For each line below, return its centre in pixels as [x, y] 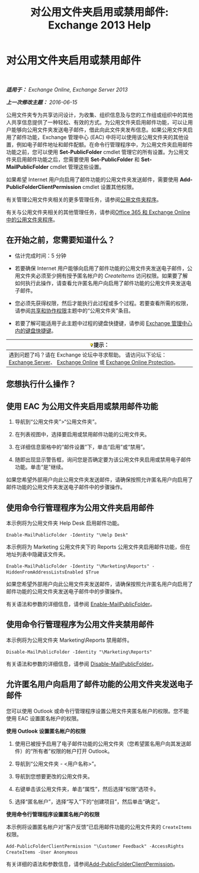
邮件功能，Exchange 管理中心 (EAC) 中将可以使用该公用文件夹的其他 [100, 137]
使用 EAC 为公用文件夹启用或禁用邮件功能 [82, 406]
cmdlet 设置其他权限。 [110, 187]
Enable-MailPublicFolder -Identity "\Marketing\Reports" [78, 566]
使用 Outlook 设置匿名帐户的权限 [46, 731]
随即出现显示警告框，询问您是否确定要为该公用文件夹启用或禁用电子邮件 [103, 460]
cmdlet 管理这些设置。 [77, 166]
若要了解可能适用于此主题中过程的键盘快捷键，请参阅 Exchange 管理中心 [103, 323]
